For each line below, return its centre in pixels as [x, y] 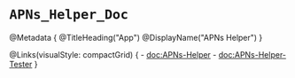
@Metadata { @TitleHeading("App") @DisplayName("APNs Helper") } [136, 37]
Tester [21, 64]
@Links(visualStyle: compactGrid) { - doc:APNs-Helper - [113, 54]
